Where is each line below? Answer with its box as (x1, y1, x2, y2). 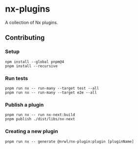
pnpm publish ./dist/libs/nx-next (5, 117, 76, 122)
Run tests (5, 74, 28, 81)
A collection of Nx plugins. (5, 19, 59, 25)
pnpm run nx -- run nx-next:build (5, 112, 76, 117)
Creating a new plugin (5, 128, 59, 135)
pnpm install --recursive (5, 63, 58, 69)
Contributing (5, 34, 45, 42)
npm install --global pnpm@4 (5, 59, 64, 64)
